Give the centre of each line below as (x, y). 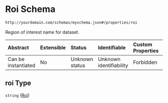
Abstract (18, 47)
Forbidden (145, 62)
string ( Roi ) (17, 95)
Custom (143, 44)
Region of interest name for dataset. (42, 32)
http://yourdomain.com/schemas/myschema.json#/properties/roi (71, 22)
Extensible (53, 47)
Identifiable (112, 47)
